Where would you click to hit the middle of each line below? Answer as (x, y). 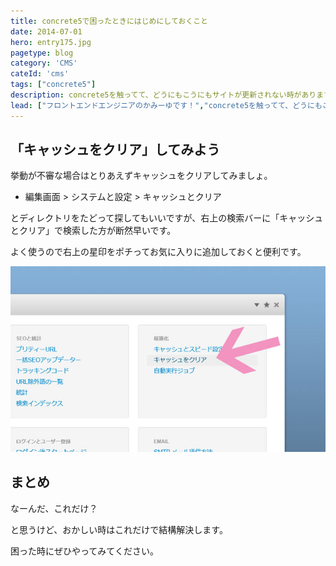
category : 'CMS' (44, 63)
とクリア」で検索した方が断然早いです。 (93, 231)
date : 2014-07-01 (46, 31)
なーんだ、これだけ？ (54, 508)
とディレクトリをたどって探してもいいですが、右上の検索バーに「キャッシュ (167, 218)
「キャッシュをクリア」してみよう (115, 150)
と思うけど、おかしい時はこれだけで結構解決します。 (119, 529)
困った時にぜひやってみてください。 (84, 551)
